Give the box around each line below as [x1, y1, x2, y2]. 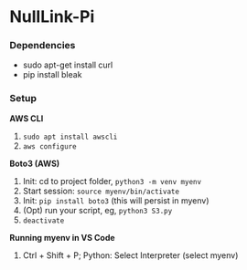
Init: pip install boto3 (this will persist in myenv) [22, 194, 209, 206]
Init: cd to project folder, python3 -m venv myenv [22, 175, 202, 186]
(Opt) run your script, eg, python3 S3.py [22, 204, 173, 215]
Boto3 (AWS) [9, 158, 60, 169]
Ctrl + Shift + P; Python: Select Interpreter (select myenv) [22, 249, 239, 261]
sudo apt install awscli [22, 132, 118, 141]
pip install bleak [22, 69, 82, 80]
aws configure [22, 141, 77, 151]
